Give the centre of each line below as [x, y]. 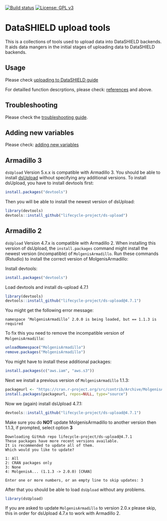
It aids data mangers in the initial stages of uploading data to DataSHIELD [80, 47]
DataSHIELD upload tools [58, 28]
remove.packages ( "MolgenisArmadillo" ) [45, 352]
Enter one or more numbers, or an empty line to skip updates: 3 [74, 480]
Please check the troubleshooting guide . [46, 117]
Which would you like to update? [40, 450]
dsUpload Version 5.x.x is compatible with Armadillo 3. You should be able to [83, 172]
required [14, 324]
